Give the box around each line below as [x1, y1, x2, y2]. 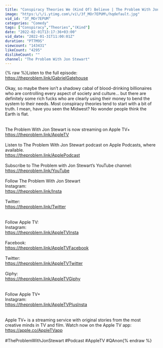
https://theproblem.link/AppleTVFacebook [5, 245, 89, 251]
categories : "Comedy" [5, 20, 49, 26]
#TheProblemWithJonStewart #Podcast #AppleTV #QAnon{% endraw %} [5, 338, 152, 344]
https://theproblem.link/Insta [5, 189, 62, 194]
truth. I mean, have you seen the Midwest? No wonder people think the [5, 106, 147, 112]
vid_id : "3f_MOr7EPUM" [5, 16, 51, 21]
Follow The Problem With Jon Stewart [5, 178, 81, 184]
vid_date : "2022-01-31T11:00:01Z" [5, 34, 75, 39]
